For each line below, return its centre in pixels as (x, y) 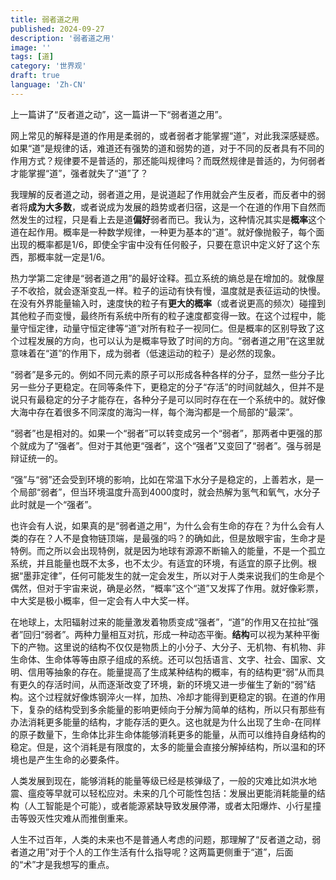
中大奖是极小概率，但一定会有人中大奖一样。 (102, 600)
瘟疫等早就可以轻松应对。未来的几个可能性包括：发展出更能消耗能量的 (172, 793)
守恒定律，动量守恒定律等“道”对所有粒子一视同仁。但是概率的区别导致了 (167, 328)
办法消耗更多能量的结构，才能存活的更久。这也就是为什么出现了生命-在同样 (166, 722)
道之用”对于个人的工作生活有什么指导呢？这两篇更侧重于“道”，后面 (156, 852)
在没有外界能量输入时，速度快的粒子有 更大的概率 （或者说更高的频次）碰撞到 (168, 303)
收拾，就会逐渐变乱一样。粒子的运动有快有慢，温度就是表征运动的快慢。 (176, 290)
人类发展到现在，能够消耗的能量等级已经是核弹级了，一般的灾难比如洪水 (159, 780)
